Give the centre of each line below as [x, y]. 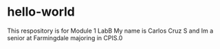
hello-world [41, 12]
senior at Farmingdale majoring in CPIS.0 [65, 37]
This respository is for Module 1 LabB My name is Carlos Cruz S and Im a [110, 31]
